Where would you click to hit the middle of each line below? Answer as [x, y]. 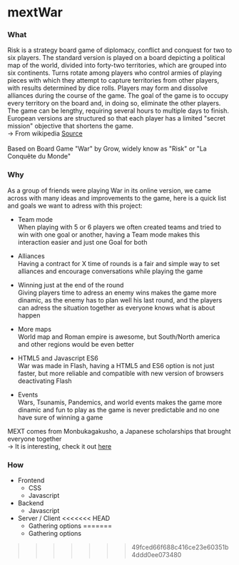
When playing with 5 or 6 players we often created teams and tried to [119, 227]
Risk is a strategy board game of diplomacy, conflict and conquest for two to [120, 50]
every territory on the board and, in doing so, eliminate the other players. [114, 103]
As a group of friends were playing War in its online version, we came [110, 190]
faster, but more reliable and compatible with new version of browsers [121, 373]
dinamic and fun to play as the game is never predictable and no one [118, 409]
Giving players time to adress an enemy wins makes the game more [117, 292]
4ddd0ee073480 [157, 555]
